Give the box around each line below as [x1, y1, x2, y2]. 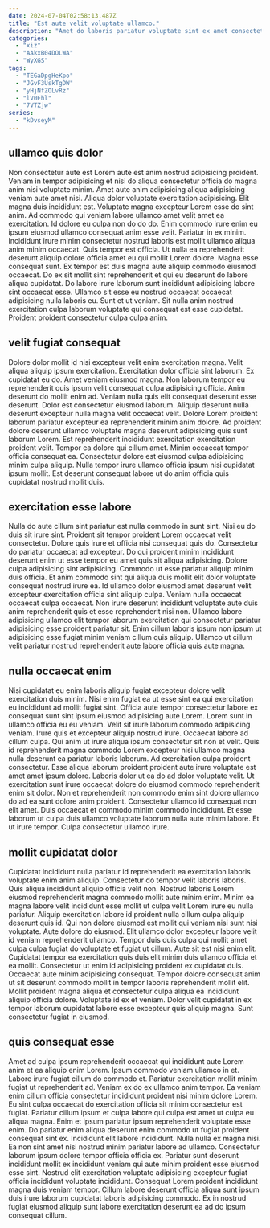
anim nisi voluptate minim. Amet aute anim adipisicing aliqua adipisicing [8, 184, 245, 194]
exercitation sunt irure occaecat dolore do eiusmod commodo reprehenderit [8, 780, 260, 789]
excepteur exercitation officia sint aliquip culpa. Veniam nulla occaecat [8, 590, 242, 600]
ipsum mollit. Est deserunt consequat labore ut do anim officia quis [8, 468, 229, 478]
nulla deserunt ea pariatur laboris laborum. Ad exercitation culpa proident [8, 754, 251, 763]
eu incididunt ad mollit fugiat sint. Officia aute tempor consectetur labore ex [8, 702, 259, 712]
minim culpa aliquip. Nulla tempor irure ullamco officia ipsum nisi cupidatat [8, 460, 255, 469]
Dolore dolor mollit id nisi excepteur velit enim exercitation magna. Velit [8, 357, 243, 366]
